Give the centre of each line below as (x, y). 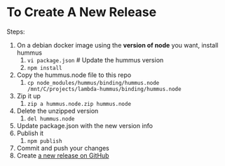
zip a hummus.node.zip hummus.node (79, 104)
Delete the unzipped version (57, 111)
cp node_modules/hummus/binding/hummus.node (93, 83)
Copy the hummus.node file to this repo (74, 75)
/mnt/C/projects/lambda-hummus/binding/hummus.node (104, 89)
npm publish (45, 141)
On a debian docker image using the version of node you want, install (117, 45)
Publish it (30, 133)
